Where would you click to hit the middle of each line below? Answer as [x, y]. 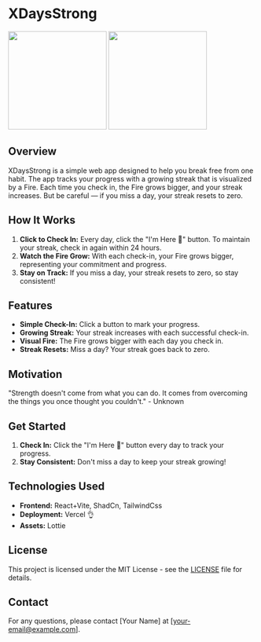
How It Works [42, 220]
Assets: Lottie [42, 525]
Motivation [35, 374]
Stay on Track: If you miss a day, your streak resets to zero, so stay [129, 273]
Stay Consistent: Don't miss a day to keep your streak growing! [123, 462]
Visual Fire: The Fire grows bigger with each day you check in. [121, 341]
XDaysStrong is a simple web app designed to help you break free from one [131, 171]
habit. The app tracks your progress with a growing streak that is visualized [130, 178]
